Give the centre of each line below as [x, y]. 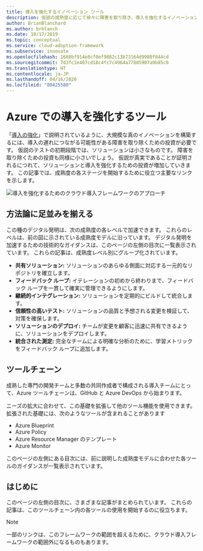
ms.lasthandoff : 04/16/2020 [42, 79]
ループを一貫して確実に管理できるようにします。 [87, 288]
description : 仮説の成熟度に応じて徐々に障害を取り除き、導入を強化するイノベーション [102, 18]
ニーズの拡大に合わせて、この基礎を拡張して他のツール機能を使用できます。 [101, 406]
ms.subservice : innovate [37, 51]
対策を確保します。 [39, 318]
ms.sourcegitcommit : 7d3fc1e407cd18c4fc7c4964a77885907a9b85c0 [88, 62]
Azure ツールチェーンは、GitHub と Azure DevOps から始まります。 [101, 393]
